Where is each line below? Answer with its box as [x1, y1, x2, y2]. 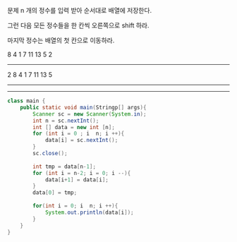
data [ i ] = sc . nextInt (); [44, 137, 119, 144]
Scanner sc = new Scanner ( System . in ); [32, 110, 147, 118]
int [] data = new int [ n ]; [32, 123, 115, 131]
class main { [7, 97, 46, 104]
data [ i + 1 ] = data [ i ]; [44, 176, 109, 183]
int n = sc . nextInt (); [32, 117, 99, 124]
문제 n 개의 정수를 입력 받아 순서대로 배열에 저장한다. [7, 6, 152, 14]
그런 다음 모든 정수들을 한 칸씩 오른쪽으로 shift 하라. [7, 21, 150, 30]
